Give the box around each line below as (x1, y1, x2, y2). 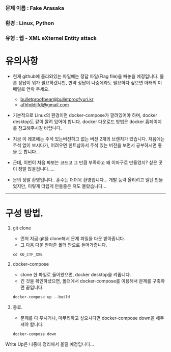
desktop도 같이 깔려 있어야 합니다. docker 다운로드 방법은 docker (12, 119, 144, 125)
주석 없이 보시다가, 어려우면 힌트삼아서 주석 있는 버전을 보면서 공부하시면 (12, 142, 157, 148)
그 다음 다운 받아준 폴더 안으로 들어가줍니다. (20, 242, 107, 248)
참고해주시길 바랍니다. (18, 125, 62, 131)
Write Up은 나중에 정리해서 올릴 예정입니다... (5, 341, 94, 347)
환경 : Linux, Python (5, 19, 54, 27)
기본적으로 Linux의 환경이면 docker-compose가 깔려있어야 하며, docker (12, 112, 158, 118)
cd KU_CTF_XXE (12, 252, 43, 257)
